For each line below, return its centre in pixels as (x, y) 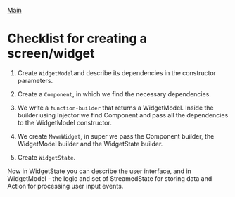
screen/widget (51, 54)
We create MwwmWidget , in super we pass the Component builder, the (116, 136)
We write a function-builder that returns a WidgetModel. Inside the (115, 108)
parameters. (35, 80)
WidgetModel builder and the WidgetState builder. (90, 144)
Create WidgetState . (46, 157)
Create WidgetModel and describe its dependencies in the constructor (117, 72)
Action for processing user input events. (65, 186)
